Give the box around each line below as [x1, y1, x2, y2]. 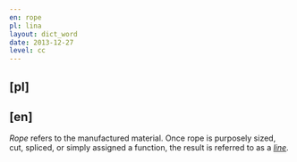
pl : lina [9, 21, 42, 30]
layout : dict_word [9, 29, 78, 38]
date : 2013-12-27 [9, 37, 74, 47]
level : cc [9, 46, 47, 55]
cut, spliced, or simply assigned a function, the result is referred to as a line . [9, 142, 289, 153]
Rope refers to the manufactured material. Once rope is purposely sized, [9, 133, 276, 143]
